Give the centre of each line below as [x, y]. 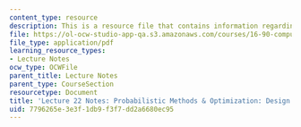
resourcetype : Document [54, 92]
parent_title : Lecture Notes [64, 76]
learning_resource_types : [57, 51]
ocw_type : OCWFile [43, 68]
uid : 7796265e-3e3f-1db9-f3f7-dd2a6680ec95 [92, 109]
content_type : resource [54, 17]
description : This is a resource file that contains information [133, 26]
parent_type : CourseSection [62, 84]
